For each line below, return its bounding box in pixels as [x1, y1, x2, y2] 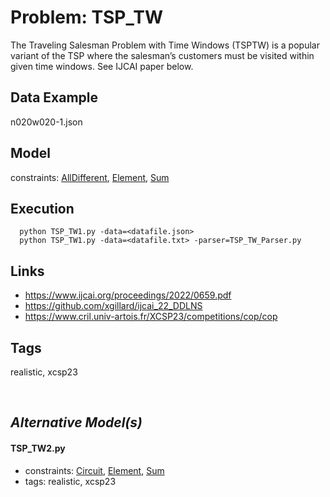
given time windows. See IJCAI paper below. [10, 60, 194, 72]
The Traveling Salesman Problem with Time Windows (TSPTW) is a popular [10, 39, 320, 51]
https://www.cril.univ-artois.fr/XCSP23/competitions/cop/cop [24, 311, 278, 323]
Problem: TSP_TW [10, 6, 163, 29]
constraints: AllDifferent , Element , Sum [10, 171, 170, 183]
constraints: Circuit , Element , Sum [24, 464, 165, 476]
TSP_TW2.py [10, 442, 66, 454]
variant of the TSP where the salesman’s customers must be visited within [10, 49, 315, 61]
